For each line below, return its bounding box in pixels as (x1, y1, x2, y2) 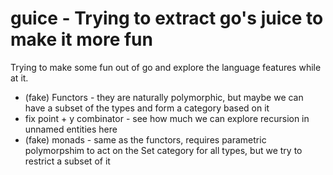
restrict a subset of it (24, 155, 111, 167)
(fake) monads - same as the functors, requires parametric (24, 133, 267, 146)
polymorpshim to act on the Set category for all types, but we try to (24, 144, 303, 156)
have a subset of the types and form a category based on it (24, 102, 270, 114)
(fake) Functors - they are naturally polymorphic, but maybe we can (24, 91, 304, 103)
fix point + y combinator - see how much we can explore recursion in (24, 112, 310, 124)
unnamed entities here (24, 123, 118, 135)
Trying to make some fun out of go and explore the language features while (10, 61, 322, 73)
